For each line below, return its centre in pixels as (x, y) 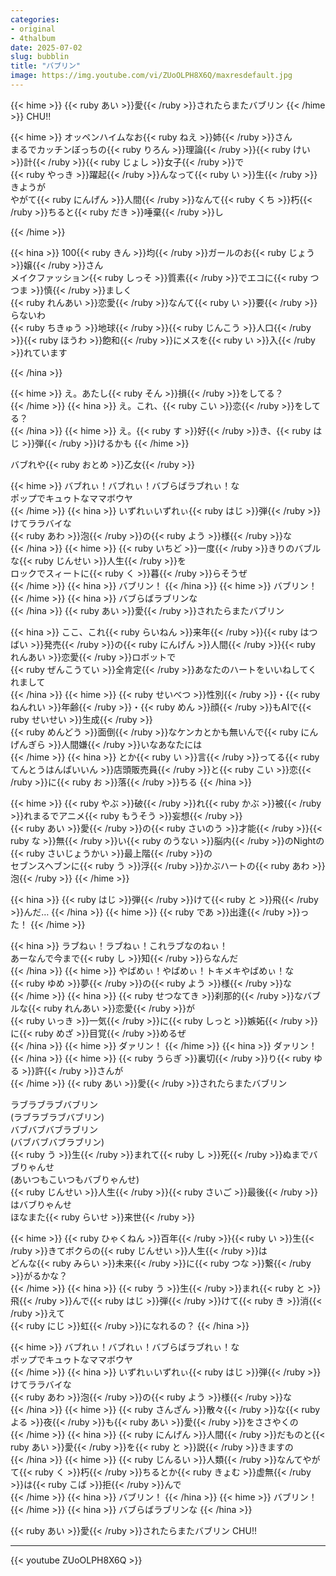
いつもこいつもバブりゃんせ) (81, 1179)
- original (33, 29)
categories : (35, 19)
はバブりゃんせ (41, 1204)
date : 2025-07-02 (46, 47)
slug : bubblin (40, 57)
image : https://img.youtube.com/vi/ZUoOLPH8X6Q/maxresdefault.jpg (151, 76)
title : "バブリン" (46, 66)
